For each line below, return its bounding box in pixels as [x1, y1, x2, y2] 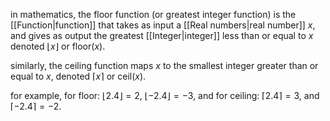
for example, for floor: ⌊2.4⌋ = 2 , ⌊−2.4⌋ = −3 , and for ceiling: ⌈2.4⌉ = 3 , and [10, 90, 320, 101]
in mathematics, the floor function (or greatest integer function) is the [10, 9, 297, 20]
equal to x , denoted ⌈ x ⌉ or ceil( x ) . [10, 70, 147, 82]
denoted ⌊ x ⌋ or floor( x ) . [10, 40, 106, 52]
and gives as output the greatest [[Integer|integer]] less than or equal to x [10, 30, 314, 41]
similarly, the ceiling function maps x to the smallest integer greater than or [10, 60, 319, 71]
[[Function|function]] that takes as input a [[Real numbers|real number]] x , [10, 19, 316, 31]
